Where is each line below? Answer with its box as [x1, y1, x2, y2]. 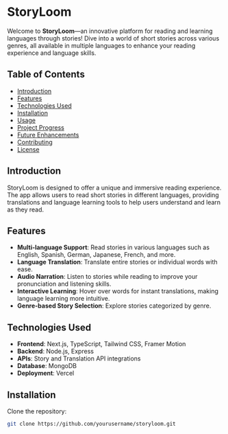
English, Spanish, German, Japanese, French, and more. [16, 251, 176, 259]
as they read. [7, 205, 45, 214]
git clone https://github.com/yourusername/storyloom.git [7, 420, 176, 427]
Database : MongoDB [16, 362, 77, 370]
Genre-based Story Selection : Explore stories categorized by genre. [16, 301, 212, 310]
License [16, 145, 40, 153]
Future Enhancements [16, 130, 79, 139]
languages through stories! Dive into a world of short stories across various [7, 34, 220, 42]
